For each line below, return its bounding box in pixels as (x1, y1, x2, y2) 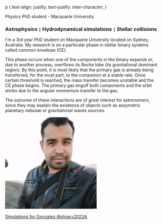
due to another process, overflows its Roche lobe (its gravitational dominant (5, 62, 158, 68)
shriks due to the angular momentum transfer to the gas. (5, 88, 119, 94)
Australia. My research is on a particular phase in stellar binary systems (5, 42, 149, 48)
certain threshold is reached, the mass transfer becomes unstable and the (5, 78, 154, 83)
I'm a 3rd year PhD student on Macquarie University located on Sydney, (5, 37, 149, 43)
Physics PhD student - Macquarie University (5, 14, 94, 19)
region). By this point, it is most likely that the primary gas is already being (5, 67, 154, 73)
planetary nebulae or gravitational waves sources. (5, 107, 106, 114)
